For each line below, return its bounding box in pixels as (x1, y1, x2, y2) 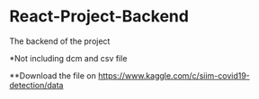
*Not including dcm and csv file (9, 53, 128, 63)
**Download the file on (9, 70, 97, 81)
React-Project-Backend (9, 6, 189, 27)
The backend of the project (9, 36, 111, 46)
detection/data (9, 79, 64, 90)
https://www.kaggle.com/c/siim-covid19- (97, 70, 250, 81)
